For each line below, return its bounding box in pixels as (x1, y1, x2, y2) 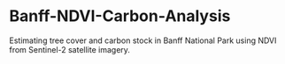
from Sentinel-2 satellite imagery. (9, 44, 131, 54)
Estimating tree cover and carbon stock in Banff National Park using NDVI (9, 35, 277, 46)
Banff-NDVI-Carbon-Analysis (9, 6, 231, 26)
